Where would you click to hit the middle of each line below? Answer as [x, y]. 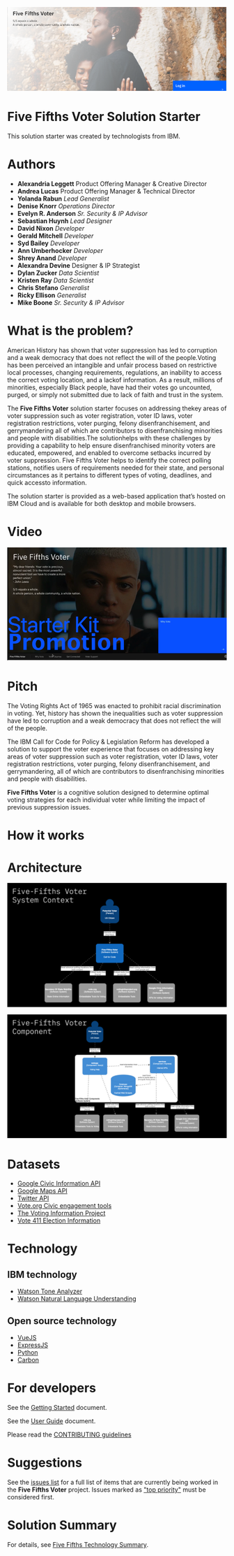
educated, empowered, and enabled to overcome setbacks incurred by [109, 453]
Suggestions [45, 1463]
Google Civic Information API [59, 1183]
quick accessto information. [47, 483]
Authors [31, 165]
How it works [46, 836]
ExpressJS [33, 1345]
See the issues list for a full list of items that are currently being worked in [113, 1482]
